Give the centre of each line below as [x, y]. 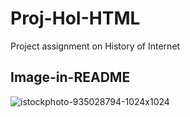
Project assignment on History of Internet [95, 46]
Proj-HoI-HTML [75, 18]
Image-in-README [70, 77]
